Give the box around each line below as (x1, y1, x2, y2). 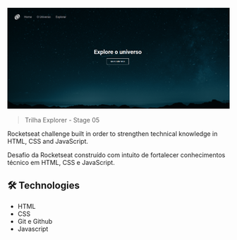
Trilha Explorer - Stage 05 (24, 116, 100, 125)
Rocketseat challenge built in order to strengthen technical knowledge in (7, 130, 218, 138)
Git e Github (17, 217, 53, 225)
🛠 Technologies (7, 180, 80, 192)
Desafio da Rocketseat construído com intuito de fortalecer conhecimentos (7, 151, 226, 159)
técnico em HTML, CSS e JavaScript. (7, 159, 115, 167)
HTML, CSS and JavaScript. (7, 137, 89, 146)
